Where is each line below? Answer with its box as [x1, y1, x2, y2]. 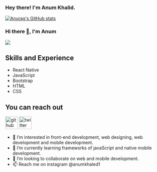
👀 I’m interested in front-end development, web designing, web [12, 134, 143, 140]
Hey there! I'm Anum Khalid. [5, 4, 76, 11]
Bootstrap [12, 77, 33, 84]
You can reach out [5, 103, 63, 112]
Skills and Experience [5, 53, 74, 62]
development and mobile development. [12, 140, 94, 146]
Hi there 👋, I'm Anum [5, 28, 57, 35]
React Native [12, 67, 39, 73]
